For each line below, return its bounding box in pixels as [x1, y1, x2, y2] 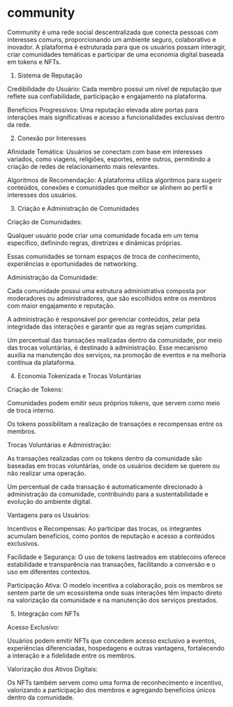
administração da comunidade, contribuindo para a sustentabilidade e [7, 490, 209, 498]
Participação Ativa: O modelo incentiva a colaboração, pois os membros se [7, 581, 223, 589]
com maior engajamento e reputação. [7, 302, 115, 310]
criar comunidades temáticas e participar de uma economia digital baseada [7, 50, 225, 59]
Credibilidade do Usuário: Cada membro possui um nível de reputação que [7, 84, 222, 93]
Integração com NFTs [17, 609, 80, 618]
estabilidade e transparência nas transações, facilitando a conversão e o [7, 560, 216, 568]
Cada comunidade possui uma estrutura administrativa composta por [7, 286, 206, 295]
